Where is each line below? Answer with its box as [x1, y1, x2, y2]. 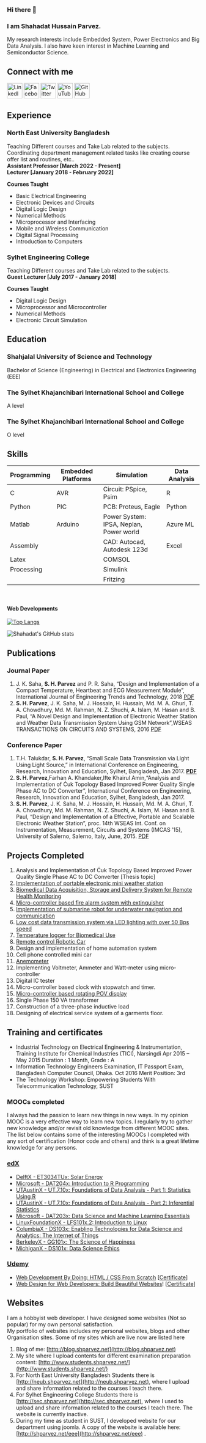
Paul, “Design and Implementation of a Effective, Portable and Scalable [15, 813, 195, 821]
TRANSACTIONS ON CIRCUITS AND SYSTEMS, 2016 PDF [15, 725, 161, 733]
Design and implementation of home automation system [15, 944, 157, 952]
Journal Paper [7, 666, 50, 675]
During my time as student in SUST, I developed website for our [15, 1417, 176, 1424]
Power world [103, 528, 140, 537]
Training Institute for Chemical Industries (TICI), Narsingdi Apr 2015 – [15, 1049, 189, 1057]
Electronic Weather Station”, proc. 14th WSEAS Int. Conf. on [15, 820, 166, 827]
